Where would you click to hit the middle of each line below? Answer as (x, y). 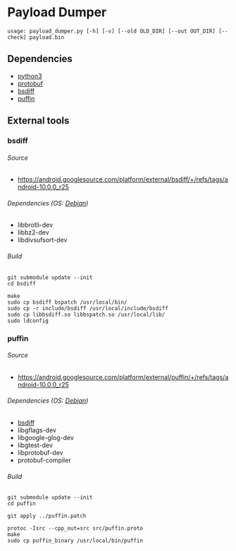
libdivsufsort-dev (42, 240)
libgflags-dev (37, 430)
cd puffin (22, 504)
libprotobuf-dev (40, 452)
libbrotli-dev (35, 225)
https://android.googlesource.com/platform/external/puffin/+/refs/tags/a (123, 377)
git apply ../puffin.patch (47, 516)
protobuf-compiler (44, 460)
